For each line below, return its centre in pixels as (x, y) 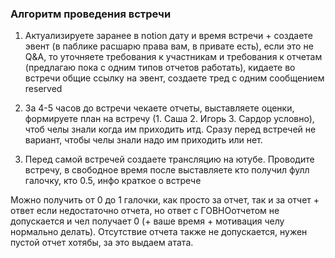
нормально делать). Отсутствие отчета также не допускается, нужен (159, 232)
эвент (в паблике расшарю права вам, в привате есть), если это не (169, 46)
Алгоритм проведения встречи (91, 14)
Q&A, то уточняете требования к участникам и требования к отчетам (173, 57)
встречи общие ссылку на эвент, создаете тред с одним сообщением (174, 78)
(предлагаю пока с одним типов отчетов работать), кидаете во (160, 68)
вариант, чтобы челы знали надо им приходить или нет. (143, 140)
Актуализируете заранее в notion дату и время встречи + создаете (168, 36)
